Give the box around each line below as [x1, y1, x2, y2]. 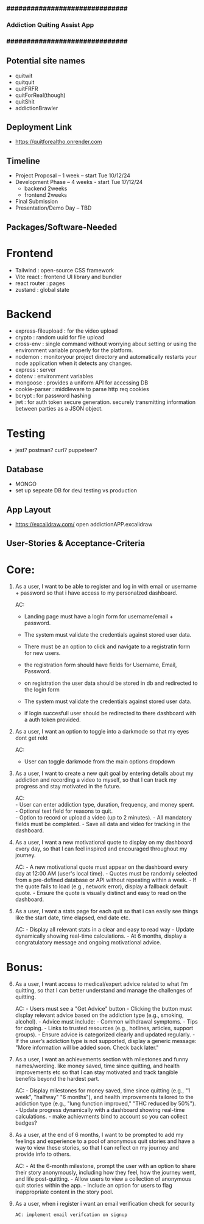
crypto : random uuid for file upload [15, 334, 105, 341]
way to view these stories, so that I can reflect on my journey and [15, 1144, 180, 1151]
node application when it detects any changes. [15, 359, 133, 367]
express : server [15, 366, 56, 373]
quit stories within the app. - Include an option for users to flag [15, 1182, 172, 1189]
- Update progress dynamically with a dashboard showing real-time [15, 1106, 185, 1114]
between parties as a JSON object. [15, 405, 103, 412]
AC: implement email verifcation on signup [15, 1212, 128, 1218]
